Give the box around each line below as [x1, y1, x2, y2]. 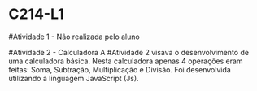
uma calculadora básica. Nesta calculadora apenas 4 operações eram [8, 56, 243, 66]
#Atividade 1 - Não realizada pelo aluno [8, 32, 140, 41]
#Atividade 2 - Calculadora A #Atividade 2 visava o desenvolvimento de [8, 47, 250, 57]
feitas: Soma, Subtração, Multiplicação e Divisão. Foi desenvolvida [8, 64, 232, 74]
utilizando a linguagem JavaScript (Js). [8, 73, 140, 83]
